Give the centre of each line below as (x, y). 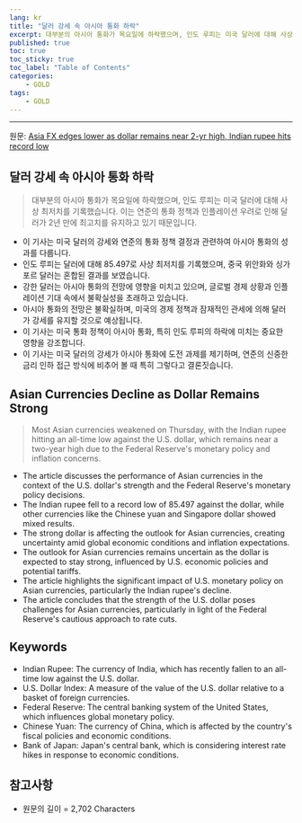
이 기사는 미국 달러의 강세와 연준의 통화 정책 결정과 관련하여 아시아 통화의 (151, 242)
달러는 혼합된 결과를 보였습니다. (94, 276)
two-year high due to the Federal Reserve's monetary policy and (151, 449)
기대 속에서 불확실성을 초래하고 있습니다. (117, 298)
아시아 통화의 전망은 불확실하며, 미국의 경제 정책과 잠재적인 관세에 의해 (146, 309)
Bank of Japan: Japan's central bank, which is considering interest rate (154, 745)
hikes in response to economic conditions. (101, 755)
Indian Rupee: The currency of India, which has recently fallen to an (147, 668)
